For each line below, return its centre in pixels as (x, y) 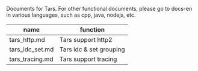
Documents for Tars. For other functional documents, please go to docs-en (99, 9)
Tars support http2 (86, 40)
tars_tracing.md (31, 59)
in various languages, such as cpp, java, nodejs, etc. (71, 15)
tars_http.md (27, 40)
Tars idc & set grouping (92, 49)
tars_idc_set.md (32, 49)
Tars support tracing (88, 59)
